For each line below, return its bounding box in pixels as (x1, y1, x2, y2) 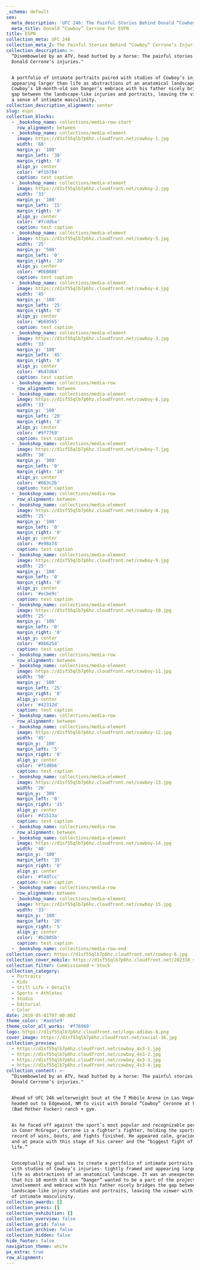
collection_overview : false (6, 1216, 76, 1222)
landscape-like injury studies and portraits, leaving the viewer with (11, 1188, 193, 1194)
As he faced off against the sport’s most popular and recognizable (11, 1122, 185, 1128)
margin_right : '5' (17, 923, 62, 930)
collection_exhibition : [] (6, 1210, 73, 1216)
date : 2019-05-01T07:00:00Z (6, 1012, 76, 1018)
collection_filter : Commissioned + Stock (6, 962, 111, 969)
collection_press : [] (6, 1204, 60, 1210)
